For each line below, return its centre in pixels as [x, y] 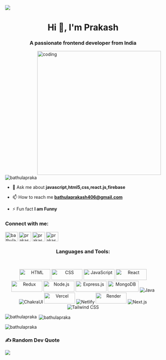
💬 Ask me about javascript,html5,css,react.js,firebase [69, 187]
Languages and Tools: [83, 251]
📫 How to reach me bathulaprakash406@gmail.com [67, 197]
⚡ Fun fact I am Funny [35, 209]
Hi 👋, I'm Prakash [83, 28]
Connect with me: [27, 224]
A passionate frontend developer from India [83, 43]
